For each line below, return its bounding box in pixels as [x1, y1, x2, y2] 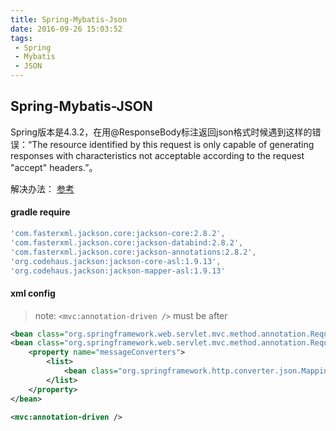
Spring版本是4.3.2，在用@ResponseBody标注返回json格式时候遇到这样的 [10, 126, 313, 138]
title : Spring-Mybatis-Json [10, 14, 128, 25]
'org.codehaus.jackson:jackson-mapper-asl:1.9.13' [10, 266, 226, 276]
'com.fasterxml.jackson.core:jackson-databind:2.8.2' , [10, 237, 244, 248]
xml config [10, 287, 56, 299]
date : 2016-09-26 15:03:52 [10, 24, 123, 34]
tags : [10, 33, 33, 43]
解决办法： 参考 [10, 182, 75, 195]
